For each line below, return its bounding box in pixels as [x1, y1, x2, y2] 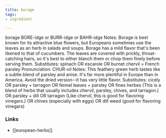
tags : [5, 12, 16, 17]
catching [5, 56, 23, 62]
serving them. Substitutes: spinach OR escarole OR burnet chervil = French [5, 61, 160, 67]
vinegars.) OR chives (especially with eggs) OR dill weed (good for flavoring [5, 98, 161, 104]
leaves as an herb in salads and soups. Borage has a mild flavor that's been [5, 45, 161, 51]
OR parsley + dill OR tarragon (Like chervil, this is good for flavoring [5, 93, 144, 99]
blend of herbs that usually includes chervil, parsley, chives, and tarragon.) [5, 88, 159, 94]
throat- [142, 50, 156, 56]
